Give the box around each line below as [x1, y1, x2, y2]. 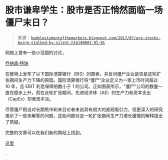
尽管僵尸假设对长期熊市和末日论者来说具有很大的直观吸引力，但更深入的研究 [5, 106, 163, 112]
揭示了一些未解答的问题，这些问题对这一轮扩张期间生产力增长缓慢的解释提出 [5, 112, 163, 118]
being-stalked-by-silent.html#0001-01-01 [17, 40, 105, 45]
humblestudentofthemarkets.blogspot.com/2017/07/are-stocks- [30, 35, 161, 40]
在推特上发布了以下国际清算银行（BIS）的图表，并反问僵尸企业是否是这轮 [5, 70, 156, 76]
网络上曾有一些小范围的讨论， [5, 49, 66, 55]
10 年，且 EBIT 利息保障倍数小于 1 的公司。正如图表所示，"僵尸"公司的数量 [5, 83, 158, 89]
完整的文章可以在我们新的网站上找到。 [5, 129, 84, 135]
